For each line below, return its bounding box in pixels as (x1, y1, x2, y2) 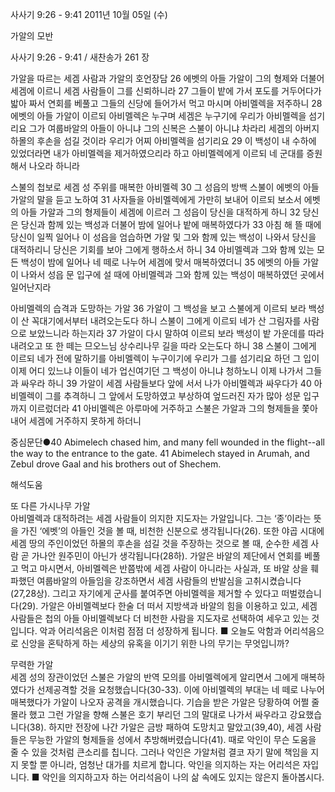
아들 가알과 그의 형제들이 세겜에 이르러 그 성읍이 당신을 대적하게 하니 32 (20, 206, 301, 218)
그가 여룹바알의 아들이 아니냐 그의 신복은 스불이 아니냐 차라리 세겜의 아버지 (28, 123, 320, 134)
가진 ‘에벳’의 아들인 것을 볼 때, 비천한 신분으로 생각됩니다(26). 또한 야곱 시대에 (20, 525, 325, 537)
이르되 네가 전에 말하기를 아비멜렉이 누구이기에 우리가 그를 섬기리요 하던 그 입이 (10, 353, 320, 364)
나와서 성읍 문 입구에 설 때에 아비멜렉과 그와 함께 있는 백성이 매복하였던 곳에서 (20, 269, 325, 280)
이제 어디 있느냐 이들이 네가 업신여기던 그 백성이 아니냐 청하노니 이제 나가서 (10, 365, 304, 377)
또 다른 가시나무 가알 (10, 500, 91, 512)
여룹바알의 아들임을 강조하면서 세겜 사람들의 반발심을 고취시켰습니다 (36, 575, 302, 587)
